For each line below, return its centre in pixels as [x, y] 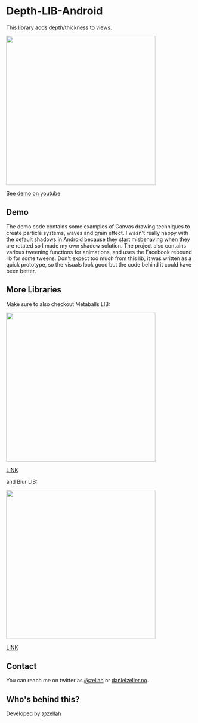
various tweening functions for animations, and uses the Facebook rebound [99, 252]
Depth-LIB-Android [55, 11]
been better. [21, 271]
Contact [21, 666]
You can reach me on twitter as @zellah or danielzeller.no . [78, 681]
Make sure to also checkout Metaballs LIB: [58, 304]
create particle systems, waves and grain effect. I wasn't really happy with [98, 233]
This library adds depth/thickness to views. [59, 27]
